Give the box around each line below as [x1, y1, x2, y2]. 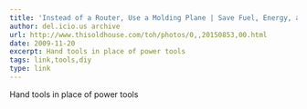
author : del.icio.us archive [9, 22, 121, 31]
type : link [9, 64, 51, 74]
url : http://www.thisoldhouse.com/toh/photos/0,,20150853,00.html [9, 30, 268, 39]
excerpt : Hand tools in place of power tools [9, 47, 185, 56]
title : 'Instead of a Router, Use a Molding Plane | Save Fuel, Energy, [9, 13, 292, 23]
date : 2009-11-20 [9, 38, 76, 48]
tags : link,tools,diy [9, 55, 92, 64]
